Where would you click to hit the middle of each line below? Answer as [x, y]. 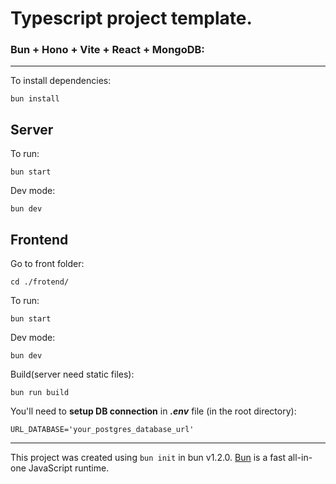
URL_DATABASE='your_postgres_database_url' [102, 430]
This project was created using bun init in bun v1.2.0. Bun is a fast [148, 458]
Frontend [39, 239]
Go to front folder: [47, 264]
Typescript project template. [131, 18]
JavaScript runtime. [69, 468]
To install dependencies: [61, 81]
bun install [35, 99]
